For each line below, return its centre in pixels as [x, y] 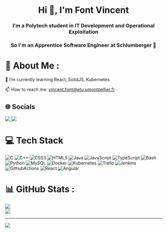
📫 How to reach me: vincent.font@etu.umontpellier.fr [60, 89]
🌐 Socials [20, 107]
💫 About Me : [32, 66]
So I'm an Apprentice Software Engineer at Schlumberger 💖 [83, 45]
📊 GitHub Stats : [40, 189]
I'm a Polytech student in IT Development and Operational [83, 26]
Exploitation [83, 32]
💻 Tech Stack [34, 140]
